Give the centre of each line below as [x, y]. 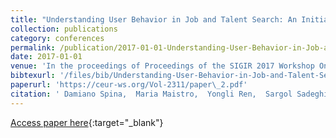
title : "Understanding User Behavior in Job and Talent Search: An [154, 19]
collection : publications [64, 29]
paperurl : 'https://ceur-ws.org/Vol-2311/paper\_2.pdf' [129, 85]
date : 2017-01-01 [46, 57]
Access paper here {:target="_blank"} [87, 122]
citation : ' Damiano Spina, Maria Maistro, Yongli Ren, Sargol [151, 94]
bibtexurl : [33, 76]
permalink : [33, 47]
